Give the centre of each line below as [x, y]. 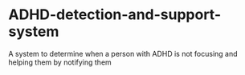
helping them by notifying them [60, 62]
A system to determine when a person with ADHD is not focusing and [123, 53]
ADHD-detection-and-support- [115, 15]
